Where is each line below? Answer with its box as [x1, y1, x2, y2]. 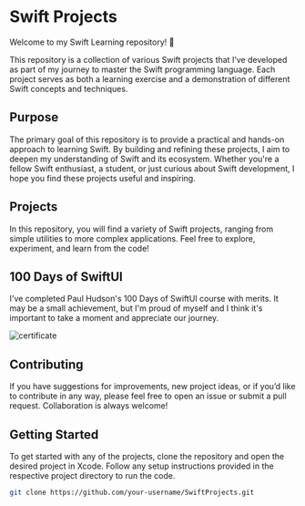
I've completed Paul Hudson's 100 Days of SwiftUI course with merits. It [9, 294, 280, 305]
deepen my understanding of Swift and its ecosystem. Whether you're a [9, 153, 280, 164]
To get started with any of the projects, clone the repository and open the [9, 451, 285, 461]
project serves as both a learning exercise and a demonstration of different [9, 73, 290, 84]
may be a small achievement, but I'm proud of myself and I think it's [9, 303, 263, 314]
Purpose [9, 109, 59, 125]
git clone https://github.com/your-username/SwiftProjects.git [9, 488, 255, 497]
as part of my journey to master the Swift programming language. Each [9, 64, 276, 75]
